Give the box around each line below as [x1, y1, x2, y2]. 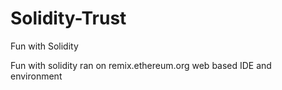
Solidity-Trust [10, 7, 127, 30]
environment [10, 70, 63, 82]
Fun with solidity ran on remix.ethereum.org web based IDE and [10, 59, 272, 71]
